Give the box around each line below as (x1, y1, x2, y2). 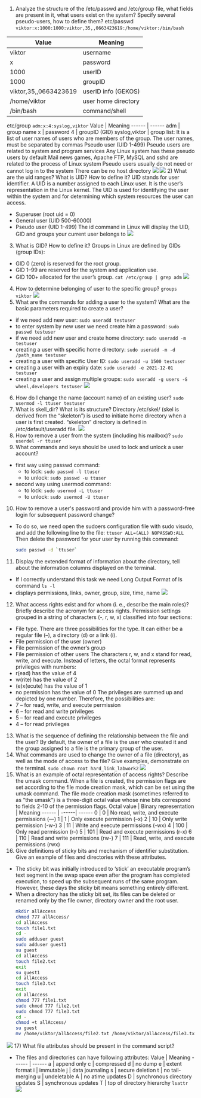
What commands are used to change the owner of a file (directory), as (15, 751, 188, 758)
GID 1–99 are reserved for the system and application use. (15, 266, 159, 273)
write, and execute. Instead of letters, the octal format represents (15, 657, 175, 664)
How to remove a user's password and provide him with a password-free (15, 505, 195, 512)
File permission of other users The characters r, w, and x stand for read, (15, 650, 192, 657)
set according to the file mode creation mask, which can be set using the (15, 783, 195, 791)
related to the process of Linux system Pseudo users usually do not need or (7, 160, 193, 167)
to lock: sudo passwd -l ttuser (24, 468, 101, 475)
